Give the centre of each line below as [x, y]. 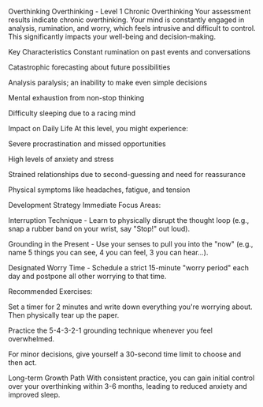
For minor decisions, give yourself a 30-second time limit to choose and [125, 354]
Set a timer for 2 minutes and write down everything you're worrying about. [131, 307]
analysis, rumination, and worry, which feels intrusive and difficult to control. [132, 28]
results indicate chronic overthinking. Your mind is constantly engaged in [126, 20]
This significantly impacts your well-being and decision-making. [112, 36]
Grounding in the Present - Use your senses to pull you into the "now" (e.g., [131, 244]
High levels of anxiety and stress [61, 159]
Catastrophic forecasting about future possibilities [89, 67]
